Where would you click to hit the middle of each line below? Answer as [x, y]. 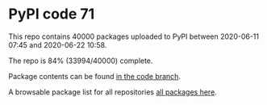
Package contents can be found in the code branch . [95, 76]
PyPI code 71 [52, 14]
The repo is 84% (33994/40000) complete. [81, 61]
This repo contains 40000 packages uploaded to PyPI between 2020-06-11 [134, 36]
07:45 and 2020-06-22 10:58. [58, 44]
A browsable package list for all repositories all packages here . [113, 92]
